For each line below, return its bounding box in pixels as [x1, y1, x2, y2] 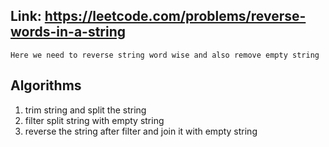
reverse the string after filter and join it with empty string [24, 125, 258, 137]
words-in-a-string [10, 24, 127, 41]
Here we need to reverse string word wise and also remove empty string [10, 50, 320, 60]
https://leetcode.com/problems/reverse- [44, 8, 307, 25]
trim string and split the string [24, 104, 147, 116]
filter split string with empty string [24, 114, 165, 126]
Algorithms [10, 77, 82, 94]
